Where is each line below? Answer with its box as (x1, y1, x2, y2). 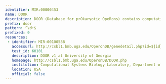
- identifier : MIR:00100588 (7, 40, 65, 44)
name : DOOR (5, 12, 28, 17)
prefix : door (5, 21, 32, 26)
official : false (11, 72, 45, 77)
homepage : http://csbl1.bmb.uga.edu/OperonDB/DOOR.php (11, 58, 127, 63)
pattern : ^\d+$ (5, 26, 37, 31)
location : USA (11, 67, 41, 72)
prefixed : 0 (5, 30, 30, 35)
